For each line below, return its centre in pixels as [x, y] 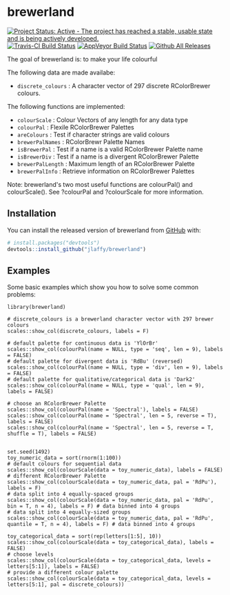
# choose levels [30, 555]
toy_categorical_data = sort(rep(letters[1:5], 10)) [84, 536]
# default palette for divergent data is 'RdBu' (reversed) [95, 362]
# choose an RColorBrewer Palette [57, 404]
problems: [21, 294]
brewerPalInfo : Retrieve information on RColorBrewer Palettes [106, 171]
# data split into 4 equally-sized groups [69, 512]
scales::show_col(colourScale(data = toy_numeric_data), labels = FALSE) [115, 470]
